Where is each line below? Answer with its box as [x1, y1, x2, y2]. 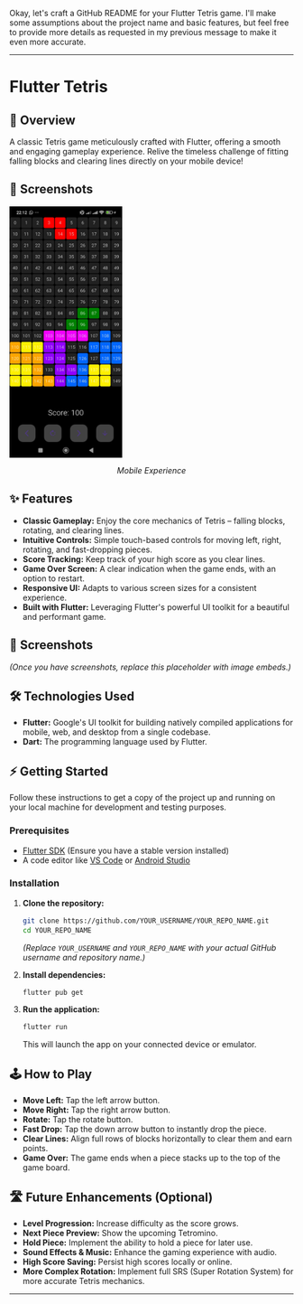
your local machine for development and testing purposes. [9, 802, 227, 812]
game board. [22, 1162, 70, 1173]
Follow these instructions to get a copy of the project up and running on [9, 793, 276, 803]
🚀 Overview [9, 112, 76, 127]
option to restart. [22, 573, 86, 584]
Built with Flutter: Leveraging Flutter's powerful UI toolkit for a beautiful [22, 601, 290, 613]
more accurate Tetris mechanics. [22, 1275, 145, 1286]
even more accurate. [9, 36, 87, 47]
